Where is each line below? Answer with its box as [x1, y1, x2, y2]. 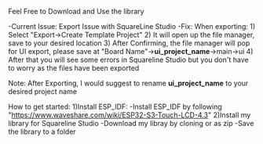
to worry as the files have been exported [8, 63, 140, 73]
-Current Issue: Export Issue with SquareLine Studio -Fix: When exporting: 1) [8, 22, 256, 31]
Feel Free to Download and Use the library [8, 7, 144, 16]
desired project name [8, 87, 77, 96]
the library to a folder [8, 127, 76, 136]
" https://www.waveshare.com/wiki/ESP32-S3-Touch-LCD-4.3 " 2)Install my [8, 110, 251, 120]
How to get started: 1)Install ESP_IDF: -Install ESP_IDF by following [8, 102, 222, 111]
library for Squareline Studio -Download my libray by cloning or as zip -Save [8, 119, 254, 128]
